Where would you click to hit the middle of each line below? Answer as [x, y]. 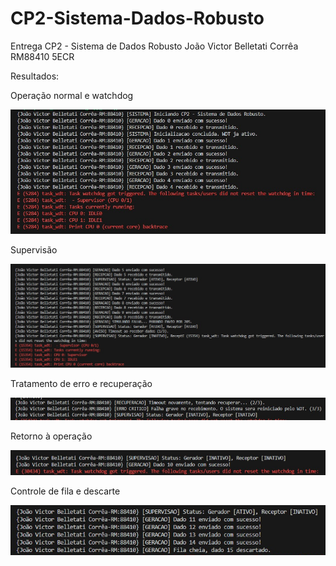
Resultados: [35, 76]
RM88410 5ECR [42, 56]
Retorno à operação [51, 436]
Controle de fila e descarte [65, 491]
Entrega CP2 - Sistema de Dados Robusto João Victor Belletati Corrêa [154, 46]
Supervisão [34, 250]
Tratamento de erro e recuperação [81, 384]
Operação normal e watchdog [72, 95]
